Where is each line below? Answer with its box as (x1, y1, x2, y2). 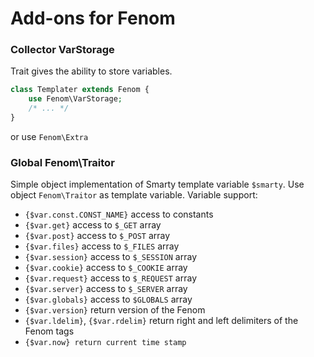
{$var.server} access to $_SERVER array (24, 283, 188, 295)
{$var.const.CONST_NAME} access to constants (24, 208, 214, 221)
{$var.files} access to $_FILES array (24, 240, 180, 252)
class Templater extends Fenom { (10, 85, 150, 95)
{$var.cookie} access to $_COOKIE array (24, 262, 188, 274)
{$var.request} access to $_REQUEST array (24, 272, 198, 284)
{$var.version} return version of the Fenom (24, 304, 206, 316)
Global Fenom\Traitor (10, 155, 115, 169)
